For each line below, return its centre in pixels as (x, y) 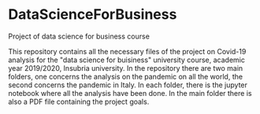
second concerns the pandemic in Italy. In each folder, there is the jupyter (128, 85)
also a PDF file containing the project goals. (79, 101)
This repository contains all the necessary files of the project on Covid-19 (127, 51)
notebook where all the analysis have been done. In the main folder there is (130, 93)
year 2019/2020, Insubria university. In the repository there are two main (126, 68)
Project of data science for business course (79, 36)
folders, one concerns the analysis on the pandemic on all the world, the (125, 76)
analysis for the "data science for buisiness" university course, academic (127, 60)
